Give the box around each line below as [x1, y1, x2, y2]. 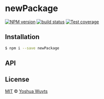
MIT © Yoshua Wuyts [5, 88, 48, 94]
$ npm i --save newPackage [5, 45, 59, 51]
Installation [5, 33, 40, 41]
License [5, 75, 30, 84]
